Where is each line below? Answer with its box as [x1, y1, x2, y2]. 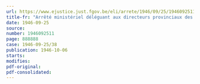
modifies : [6, 58, 31, 64]
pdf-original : [6, 63, 42, 70]
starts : [6, 53, 26, 59]
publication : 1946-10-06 [6, 47, 68, 53]
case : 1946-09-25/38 [6, 42, 58, 48]
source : [6, 25, 26, 31]
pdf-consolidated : [6, 69, 52, 75]
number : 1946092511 [6, 31, 55, 37]
